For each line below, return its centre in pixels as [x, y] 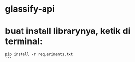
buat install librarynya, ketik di [68, 31]
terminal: [24, 41]
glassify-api [30, 9]
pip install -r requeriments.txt [39, 54]
